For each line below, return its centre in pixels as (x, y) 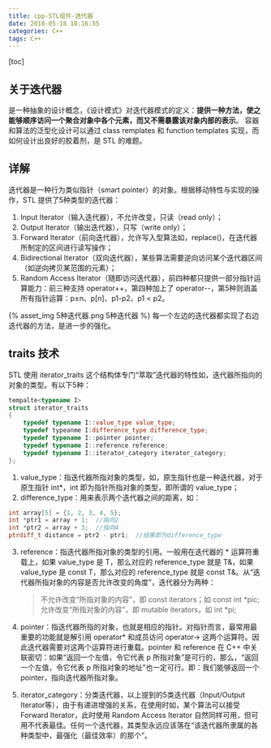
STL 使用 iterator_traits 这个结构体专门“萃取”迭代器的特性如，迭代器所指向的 (135, 375)
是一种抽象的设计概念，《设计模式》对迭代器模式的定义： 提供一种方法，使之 (135, 110)
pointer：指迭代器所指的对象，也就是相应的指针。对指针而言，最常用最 (139, 627)
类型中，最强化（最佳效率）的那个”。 (89, 736)
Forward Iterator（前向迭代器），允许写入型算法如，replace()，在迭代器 (139, 237)
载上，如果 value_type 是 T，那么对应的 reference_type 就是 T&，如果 (137, 562)
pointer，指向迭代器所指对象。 (71, 677)
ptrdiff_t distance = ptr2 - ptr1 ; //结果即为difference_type (115, 535)
